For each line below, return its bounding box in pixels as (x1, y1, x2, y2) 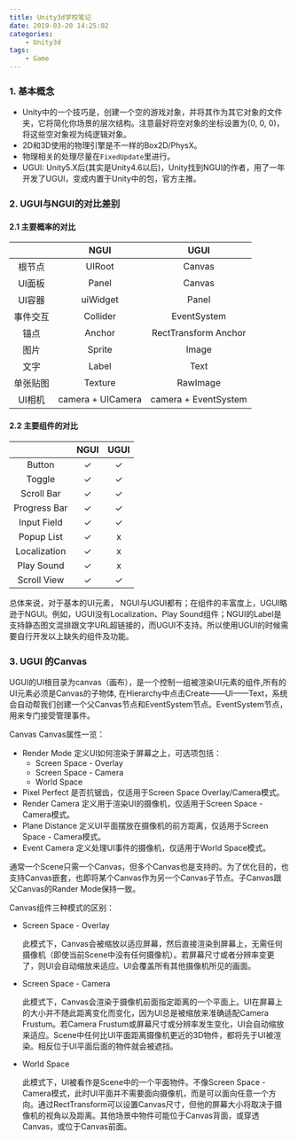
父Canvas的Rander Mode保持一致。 (9, 883, 140, 894)
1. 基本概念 (9, 85, 55, 98)
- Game (25, 54, 50, 63)
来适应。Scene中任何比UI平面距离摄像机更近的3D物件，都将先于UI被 (21, 1029, 274, 1040)
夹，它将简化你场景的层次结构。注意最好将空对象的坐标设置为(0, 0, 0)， (21, 118, 285, 129)
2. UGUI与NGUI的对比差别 (9, 198, 121, 210)
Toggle (26, 472, 56, 485)
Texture (83, 377, 116, 389)
